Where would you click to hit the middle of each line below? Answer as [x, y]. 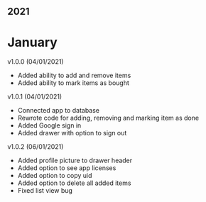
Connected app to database [59, 111]
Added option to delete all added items [74, 183]
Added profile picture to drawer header [75, 161]
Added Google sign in [49, 125]
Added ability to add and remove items [74, 75]
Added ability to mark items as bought [74, 83]
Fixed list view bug [45, 191]
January [33, 42]
